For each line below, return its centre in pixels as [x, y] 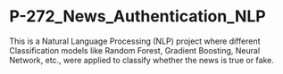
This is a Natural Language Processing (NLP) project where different [135, 41]
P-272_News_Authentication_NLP [137, 16]
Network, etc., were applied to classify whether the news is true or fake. [141, 60]
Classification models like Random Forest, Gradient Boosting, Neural [135, 50]
